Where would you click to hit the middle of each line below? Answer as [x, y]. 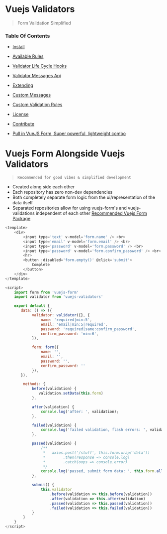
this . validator [56, 490]
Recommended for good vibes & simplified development [74, 178]
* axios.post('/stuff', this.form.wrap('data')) [96, 453]
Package [21, 219]
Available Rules [28, 56]
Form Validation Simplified [44, 23]
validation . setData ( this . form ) [71, 394]
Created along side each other [43, 187]
